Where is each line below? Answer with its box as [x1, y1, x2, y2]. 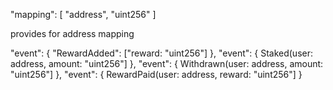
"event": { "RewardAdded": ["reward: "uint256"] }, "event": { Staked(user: [10, 47, 313, 59]
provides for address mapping [10, 28, 135, 39]
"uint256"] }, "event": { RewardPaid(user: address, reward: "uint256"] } [10, 69, 303, 80]
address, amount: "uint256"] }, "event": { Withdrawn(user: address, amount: [10, 58, 324, 69]
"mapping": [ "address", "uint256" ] [10, 9, 157, 20]
